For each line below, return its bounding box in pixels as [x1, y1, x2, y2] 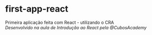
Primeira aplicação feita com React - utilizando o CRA [5, 19, 114, 25]
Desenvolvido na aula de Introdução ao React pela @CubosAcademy [5, 24, 147, 30]
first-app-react [5, 3, 69, 15]
